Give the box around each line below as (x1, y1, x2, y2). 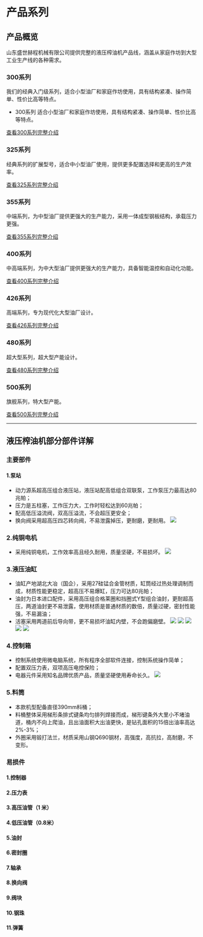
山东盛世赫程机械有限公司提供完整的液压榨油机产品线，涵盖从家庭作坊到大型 (6, 49, 197, 56)
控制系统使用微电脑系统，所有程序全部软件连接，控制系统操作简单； (14, 656, 185, 664)
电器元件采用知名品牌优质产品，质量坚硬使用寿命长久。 (14, 671, 153, 679)
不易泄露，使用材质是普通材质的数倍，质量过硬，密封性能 (52, 603, 195, 610)
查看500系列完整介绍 (6, 411, 59, 418)
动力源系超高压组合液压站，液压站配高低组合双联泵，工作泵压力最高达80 (14, 486, 197, 494)
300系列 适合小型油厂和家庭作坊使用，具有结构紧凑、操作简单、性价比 (14, 109, 192, 116)
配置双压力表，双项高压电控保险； (14, 664, 100, 671)
